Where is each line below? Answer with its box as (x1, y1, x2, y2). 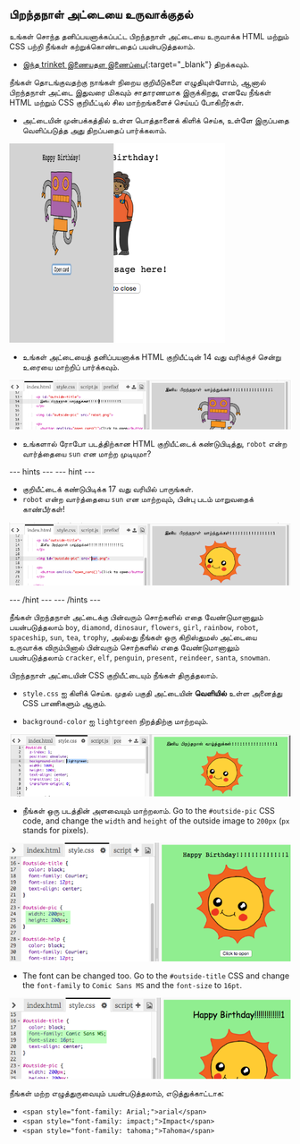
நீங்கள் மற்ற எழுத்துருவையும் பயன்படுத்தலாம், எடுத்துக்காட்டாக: (9, 1088, 225, 1098)
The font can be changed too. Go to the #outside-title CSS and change (21, 970, 290, 981)
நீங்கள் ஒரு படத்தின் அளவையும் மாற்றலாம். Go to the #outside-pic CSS (21, 805, 275, 815)
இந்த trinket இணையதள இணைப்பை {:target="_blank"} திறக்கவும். (21, 58, 250, 70)
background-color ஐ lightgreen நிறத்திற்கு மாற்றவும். (21, 715, 209, 726)
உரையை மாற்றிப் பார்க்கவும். (21, 362, 120, 372)
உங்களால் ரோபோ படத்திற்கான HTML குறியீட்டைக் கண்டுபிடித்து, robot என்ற (21, 439, 287, 448)
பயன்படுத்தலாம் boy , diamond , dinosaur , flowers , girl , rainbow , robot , (9, 621, 259, 632)
